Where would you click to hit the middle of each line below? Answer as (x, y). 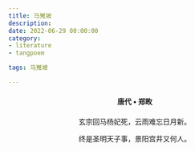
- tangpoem (26, 53)
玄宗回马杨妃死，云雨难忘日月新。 (135, 122)
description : (30, 23)
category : (25, 38)
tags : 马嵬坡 (28, 68)
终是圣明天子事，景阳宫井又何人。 (135, 139)
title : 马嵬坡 (30, 16)
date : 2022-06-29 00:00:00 (53, 31)
